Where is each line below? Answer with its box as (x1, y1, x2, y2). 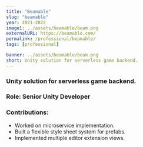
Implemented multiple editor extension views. (14, 134, 125, 141)
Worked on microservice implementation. (14, 122, 115, 129)
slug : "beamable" (6, 14, 49, 20)
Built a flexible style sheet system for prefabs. (14, 128, 126, 135)
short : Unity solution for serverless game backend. (6, 57, 138, 64)
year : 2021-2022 (6, 19, 46, 25)
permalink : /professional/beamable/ (6, 36, 96, 42)
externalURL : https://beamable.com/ (6, 31, 96, 36)
